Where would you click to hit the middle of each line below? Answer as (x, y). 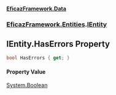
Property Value (26, 72)
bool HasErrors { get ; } (38, 58)
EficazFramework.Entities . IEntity (57, 24)
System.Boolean (27, 85)
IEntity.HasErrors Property (58, 44)
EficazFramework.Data (36, 9)
